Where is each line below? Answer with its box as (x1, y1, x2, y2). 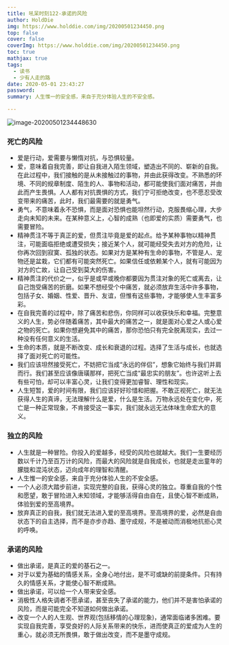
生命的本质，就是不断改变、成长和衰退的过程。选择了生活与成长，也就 (17, 343, 217, 351)
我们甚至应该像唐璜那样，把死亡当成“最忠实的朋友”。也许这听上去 (35, 369, 222, 378)
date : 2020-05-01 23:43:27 (7, 81, 85, 88)
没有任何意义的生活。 (23, 335, 84, 343)
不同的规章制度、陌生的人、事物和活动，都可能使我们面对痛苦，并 (29, 180, 217, 188)
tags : (7, 61, 23, 68)
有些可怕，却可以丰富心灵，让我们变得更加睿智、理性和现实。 (17, 378, 193, 386)
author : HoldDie (7, 17, 54, 23)
